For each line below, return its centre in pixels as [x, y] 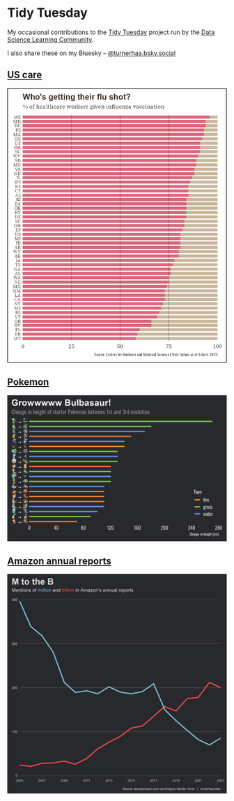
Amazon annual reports [59, 561]
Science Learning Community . [50, 39]
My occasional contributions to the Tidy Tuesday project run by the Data [111, 32]
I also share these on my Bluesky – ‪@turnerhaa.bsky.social [92, 53]
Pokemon [28, 382]
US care [25, 75]
